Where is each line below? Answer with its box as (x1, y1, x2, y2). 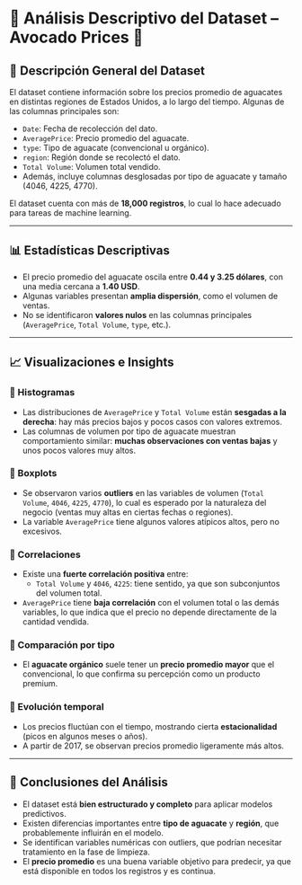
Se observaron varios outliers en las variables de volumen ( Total (22, 487, 264, 498)
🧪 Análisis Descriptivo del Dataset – (9, 8, 280, 29)
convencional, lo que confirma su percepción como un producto (22, 668, 261, 679)
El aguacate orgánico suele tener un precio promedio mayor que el (22, 659, 275, 670)
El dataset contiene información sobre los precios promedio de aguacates (9, 87, 283, 97)
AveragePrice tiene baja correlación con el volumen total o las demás (22, 597, 280, 608)
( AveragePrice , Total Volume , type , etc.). (22, 319, 172, 330)
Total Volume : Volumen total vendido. (22, 162, 161, 172)
